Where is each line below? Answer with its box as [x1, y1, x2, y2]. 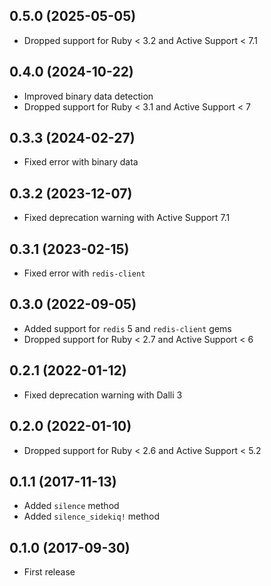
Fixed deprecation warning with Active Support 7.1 [23, 212, 231, 224]
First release [23, 566, 76, 578]
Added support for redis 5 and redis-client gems [23, 322, 232, 334]
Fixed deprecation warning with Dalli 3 [23, 389, 183, 401]
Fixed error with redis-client [23, 267, 146, 279]
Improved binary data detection [23, 90, 154, 102]
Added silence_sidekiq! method [23, 510, 161, 523]
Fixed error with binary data [23, 156, 139, 168]
